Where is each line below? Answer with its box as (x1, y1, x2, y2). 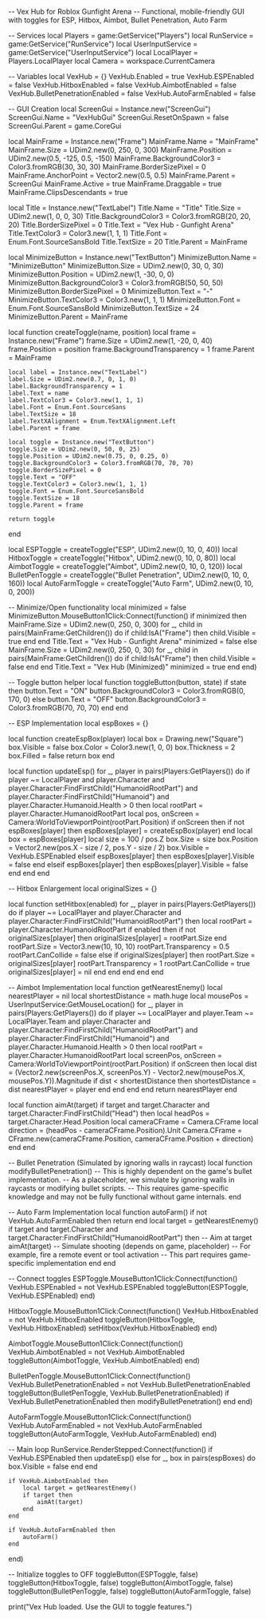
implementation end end (36, 1259, 116, 1267)
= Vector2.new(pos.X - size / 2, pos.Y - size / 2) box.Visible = (8, 843, 210, 852)
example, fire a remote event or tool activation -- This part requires (8, 1250, 228, 1259)
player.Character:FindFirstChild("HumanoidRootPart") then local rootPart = (8, 917, 253, 925)
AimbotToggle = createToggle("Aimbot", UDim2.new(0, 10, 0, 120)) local (8, 562, 243, 571)
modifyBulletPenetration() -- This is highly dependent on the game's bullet (8, 1167, 252, 1175)
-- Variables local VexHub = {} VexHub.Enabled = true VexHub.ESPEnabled (8, 72, 255, 81)
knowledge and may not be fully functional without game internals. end (8, 1192, 241, 1201)
